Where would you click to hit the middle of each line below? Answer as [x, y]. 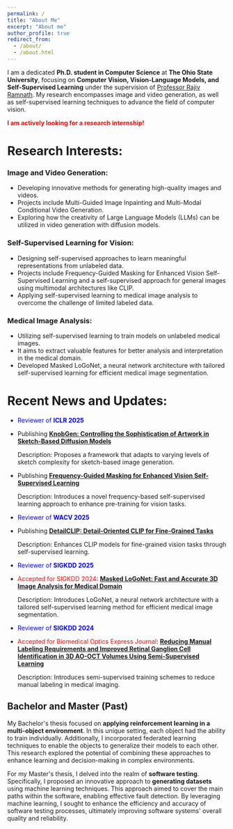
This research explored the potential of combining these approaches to [109, 752]
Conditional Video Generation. [61, 210]
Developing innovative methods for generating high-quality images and [119, 188]
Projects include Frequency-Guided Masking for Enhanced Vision [111, 273]
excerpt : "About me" [37, 26]
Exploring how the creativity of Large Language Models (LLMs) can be [118, 217]
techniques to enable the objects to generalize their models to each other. [113, 745]
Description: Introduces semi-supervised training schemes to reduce [116, 677]
